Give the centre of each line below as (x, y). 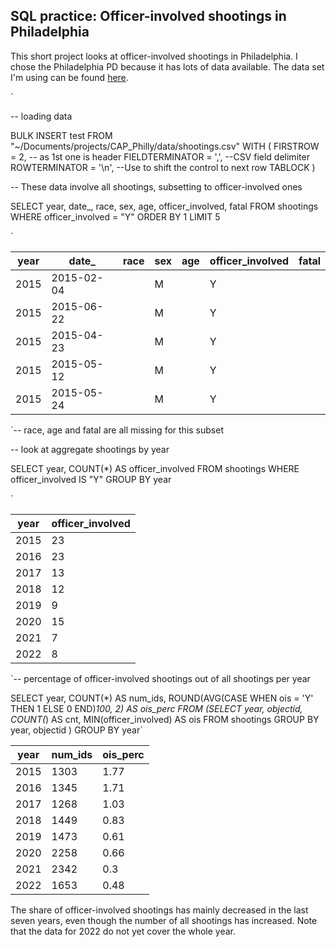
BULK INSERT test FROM (61, 135)
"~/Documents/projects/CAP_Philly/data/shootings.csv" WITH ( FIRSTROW (165, 146)
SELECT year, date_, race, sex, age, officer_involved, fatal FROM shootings (164, 206)
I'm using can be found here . (69, 77)
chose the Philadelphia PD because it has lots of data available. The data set (167, 66)
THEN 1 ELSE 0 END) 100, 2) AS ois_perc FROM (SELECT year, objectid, (156, 708)
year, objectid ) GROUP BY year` (76, 730)
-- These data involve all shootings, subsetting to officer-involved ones (156, 186)
